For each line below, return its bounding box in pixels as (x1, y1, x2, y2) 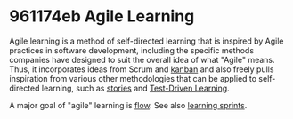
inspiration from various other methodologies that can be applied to (9, 73, 256, 83)
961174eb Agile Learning (9, 6, 195, 27)
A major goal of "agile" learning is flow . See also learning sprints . (9, 99, 248, 110)
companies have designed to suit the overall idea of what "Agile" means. (9, 54, 275, 65)
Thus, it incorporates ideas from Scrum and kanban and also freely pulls (9, 64, 274, 75)
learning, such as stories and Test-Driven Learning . (41, 83, 230, 93)
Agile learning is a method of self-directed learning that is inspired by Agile (9, 36, 284, 46)
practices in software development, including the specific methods (9, 44, 255, 55)
